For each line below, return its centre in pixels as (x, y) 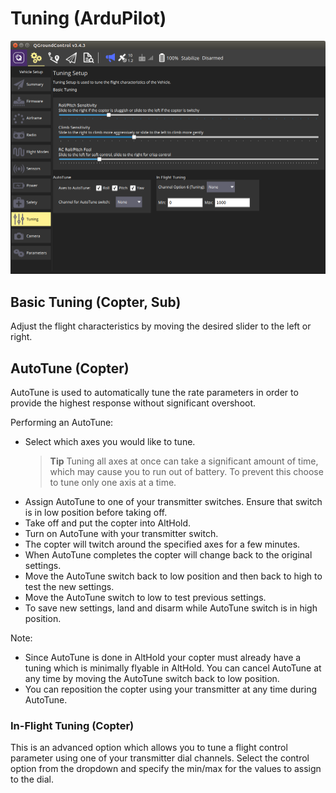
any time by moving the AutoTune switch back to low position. (152, 679)
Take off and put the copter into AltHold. (108, 523)
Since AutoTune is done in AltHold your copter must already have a (163, 658)
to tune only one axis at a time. (113, 483)
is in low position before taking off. (96, 513)
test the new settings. (69, 587)
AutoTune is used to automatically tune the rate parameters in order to (154, 393)
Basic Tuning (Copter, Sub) (96, 302)
